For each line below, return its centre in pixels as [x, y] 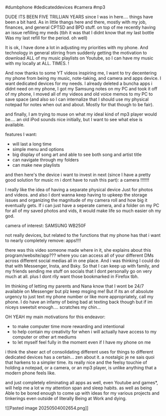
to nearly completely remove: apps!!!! [43, 241]
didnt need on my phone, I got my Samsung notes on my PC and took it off [81, 89]
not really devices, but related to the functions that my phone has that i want [83, 235]
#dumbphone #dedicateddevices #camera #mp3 [55, 7]
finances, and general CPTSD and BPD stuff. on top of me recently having [81, 27]
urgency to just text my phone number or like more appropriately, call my [79, 297]
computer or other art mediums [44, 337]
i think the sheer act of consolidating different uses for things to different [79, 352]
